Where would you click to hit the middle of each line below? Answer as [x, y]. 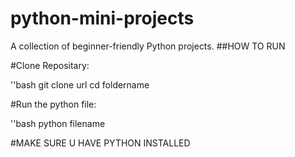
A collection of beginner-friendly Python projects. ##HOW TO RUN [148, 46]
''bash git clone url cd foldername [80, 84]
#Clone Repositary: [50, 65]
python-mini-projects [102, 18]
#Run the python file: [53, 104]
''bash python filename [58, 123]
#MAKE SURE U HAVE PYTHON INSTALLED [100, 143]
